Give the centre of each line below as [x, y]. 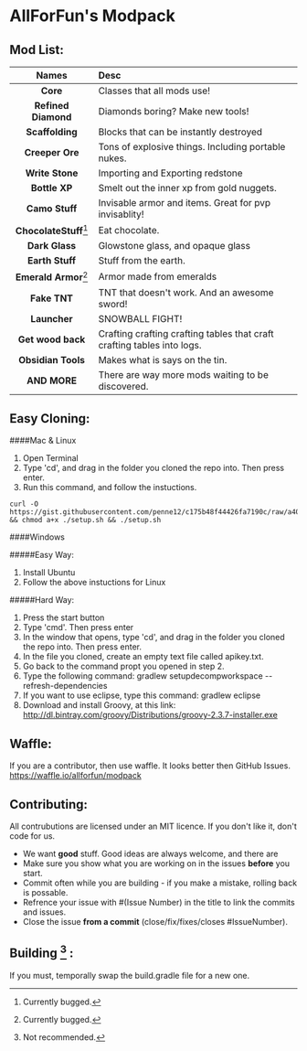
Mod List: [37, 50]
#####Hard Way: [42, 600]
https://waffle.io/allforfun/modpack [75, 776]
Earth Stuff [51, 261]
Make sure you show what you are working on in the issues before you [156, 863]
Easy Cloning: [50, 418]
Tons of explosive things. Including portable [192, 147]
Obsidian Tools [51, 359]
